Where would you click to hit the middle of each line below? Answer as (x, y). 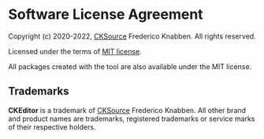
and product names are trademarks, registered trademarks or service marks (132, 119)
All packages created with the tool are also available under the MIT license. (130, 66)
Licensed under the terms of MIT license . (75, 51)
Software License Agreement (106, 15)
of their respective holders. (52, 126)
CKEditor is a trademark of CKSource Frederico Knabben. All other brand (127, 110)
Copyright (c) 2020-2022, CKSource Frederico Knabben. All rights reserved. (132, 36)
